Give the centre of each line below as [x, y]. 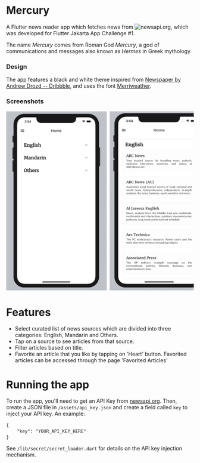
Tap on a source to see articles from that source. [74, 341]
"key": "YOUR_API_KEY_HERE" [51, 431]
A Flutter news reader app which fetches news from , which [97, 27]
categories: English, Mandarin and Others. [66, 335]
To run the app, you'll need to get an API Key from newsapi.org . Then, [92, 401]
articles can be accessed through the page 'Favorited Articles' [91, 360]
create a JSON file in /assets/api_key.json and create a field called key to [97, 408]
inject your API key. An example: [46, 414]
